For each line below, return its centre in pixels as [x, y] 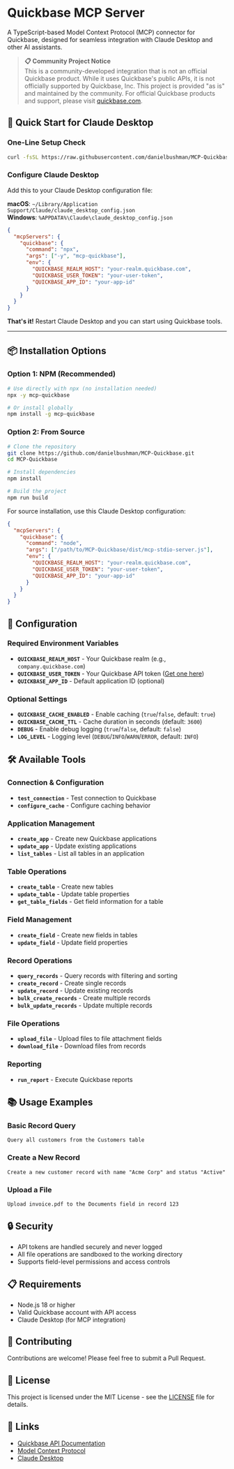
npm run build [28, 497]
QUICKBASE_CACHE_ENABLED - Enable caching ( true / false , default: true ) [116, 715]
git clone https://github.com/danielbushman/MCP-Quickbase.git [101, 453]
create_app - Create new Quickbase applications [87, 839]
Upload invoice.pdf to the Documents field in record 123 [93, 1204]
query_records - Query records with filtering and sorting [97, 976]
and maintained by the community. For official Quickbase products [120, 93]
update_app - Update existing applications [77, 846]
